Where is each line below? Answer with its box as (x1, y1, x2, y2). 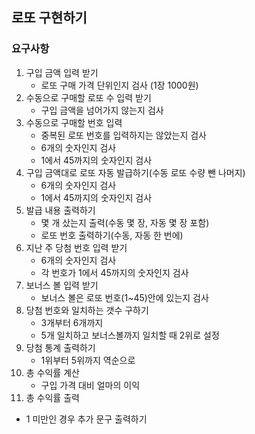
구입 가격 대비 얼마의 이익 (40, 379, 141, 391)
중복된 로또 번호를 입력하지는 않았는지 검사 (40, 129, 208, 141)
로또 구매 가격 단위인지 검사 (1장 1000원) (40, 79, 199, 91)
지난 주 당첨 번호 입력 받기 (25, 241, 128, 253)
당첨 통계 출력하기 (25, 341, 96, 353)
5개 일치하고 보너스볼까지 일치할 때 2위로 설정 (40, 329, 220, 341)
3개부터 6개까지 (40, 316, 104, 328)
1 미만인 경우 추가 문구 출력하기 (25, 413, 148, 425)
